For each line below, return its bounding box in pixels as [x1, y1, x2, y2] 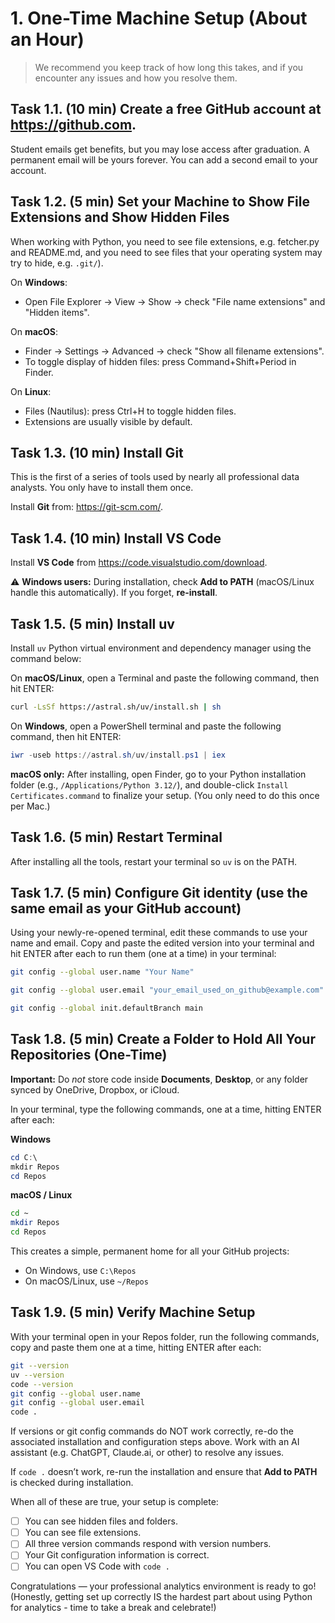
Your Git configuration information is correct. [24, 1549, 210, 1561]
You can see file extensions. [24, 1527, 142, 1539]
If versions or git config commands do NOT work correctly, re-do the [10, 1425, 294, 1437]
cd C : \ [10, 1152, 38, 1162]
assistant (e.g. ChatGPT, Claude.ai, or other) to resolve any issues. [10, 1447, 285, 1459]
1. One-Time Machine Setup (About [10, 7, 308, 30]
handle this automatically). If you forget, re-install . [10, 587, 218, 599]
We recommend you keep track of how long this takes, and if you [34, 61, 304, 73]
